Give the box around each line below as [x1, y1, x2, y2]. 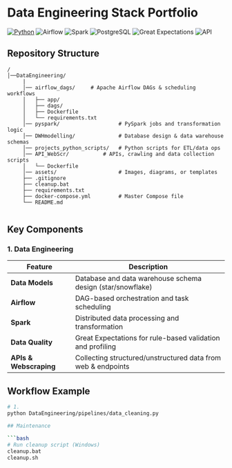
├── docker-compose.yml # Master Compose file [22, 193, 184, 199]
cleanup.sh [7, 454, 39, 461]
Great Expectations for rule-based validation [75, 333, 220, 343]
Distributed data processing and [75, 313, 180, 323]
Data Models [10, 278, 53, 288]
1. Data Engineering [7, 244, 74, 254]
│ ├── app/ [22, 96, 60, 103]
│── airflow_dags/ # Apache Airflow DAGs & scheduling [22, 84, 196, 91]
